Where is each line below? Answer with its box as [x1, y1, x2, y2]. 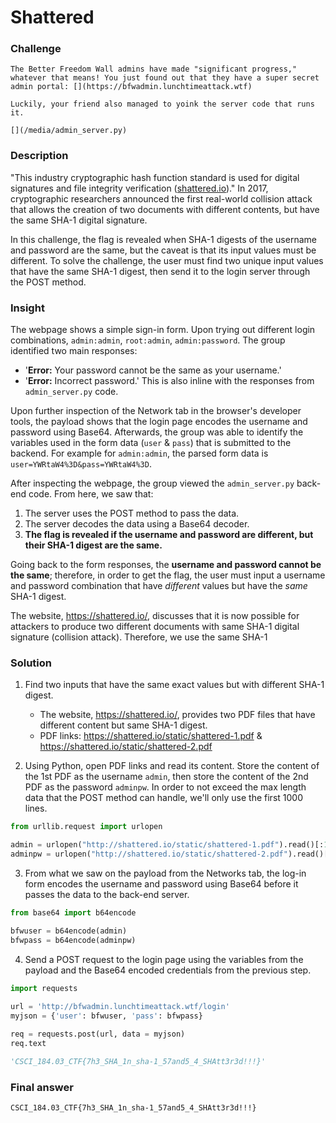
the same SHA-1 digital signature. [10, 214, 148, 226]
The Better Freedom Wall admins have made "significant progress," [10, 64, 298, 75]
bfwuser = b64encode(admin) [10, 926, 128, 936]
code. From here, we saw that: [28, 488, 154, 500]
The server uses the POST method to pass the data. [24, 507, 240, 520]
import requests [10, 983, 78, 993]
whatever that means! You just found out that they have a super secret [10, 73, 320, 83]
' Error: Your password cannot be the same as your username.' [24, 364, 282, 376]
